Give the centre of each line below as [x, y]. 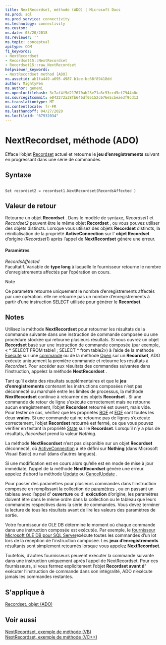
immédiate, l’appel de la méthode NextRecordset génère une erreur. [75, 469]
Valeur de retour [31, 206]
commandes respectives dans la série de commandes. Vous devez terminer [83, 505]
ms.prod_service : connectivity [37, 19]
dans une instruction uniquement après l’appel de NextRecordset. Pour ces [82, 561]
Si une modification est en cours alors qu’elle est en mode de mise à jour [79, 463]
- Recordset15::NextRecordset [36, 61]
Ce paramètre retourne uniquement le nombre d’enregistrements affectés [80, 291]
